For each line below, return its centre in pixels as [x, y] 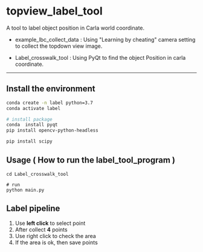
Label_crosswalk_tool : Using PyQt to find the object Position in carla [100, 57]
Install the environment [51, 89]
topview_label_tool [54, 11]
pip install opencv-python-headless [52, 131]
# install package [29, 119]
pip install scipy [29, 141]
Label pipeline [33, 209]
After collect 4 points [41, 229]
